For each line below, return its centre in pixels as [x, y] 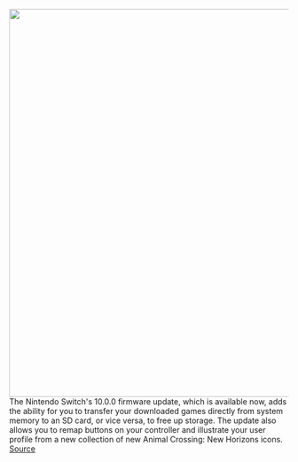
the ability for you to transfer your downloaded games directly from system [146, 411]
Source [22, 449]
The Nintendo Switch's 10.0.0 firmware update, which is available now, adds [148, 402]
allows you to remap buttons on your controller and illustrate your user [137, 430]
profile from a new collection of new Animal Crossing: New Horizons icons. [146, 439]
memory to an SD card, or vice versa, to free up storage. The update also [143, 420]
